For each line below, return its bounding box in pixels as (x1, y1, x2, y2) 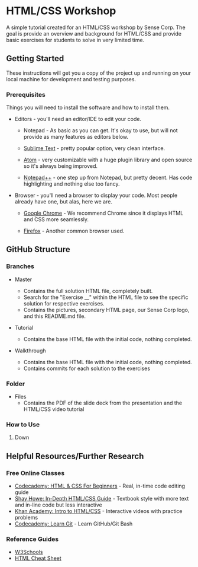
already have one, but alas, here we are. (14, 198, 112, 205)
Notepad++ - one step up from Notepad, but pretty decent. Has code (23, 174, 193, 181)
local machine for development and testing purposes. (6, 75, 137, 82)
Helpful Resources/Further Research (6, 451, 144, 461)
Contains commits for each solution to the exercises (23, 365, 151, 372)
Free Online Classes (6, 469, 65, 477)
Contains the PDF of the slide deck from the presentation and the (23, 399, 182, 407)
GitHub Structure (6, 244, 70, 254)
